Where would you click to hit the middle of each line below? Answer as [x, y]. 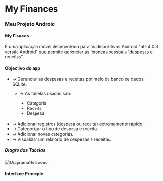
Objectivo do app [23, 68]
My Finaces [17, 36]
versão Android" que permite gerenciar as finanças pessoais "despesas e [79, 52]
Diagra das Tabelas [25, 150]
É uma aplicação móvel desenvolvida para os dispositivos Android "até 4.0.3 [81, 47]
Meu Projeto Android [30, 24]
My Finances [32, 9]
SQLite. [19, 84]
